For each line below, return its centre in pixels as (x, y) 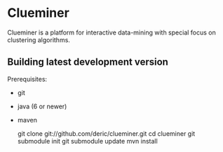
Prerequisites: (27, 79)
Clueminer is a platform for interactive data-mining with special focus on (111, 32)
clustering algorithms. (39, 39)
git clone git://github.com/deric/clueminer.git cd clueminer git (106, 133)
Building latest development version (88, 62)
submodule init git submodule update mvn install (87, 141)
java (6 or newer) (42, 106)
